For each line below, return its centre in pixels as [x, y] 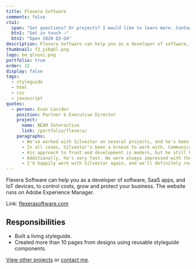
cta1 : [13, 22]
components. [30, 248]
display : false [24, 71]
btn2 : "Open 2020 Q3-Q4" [41, 39]
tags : [13, 76]
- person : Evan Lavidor [40, 109]
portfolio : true [26, 60]
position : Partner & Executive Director [66, 114]
